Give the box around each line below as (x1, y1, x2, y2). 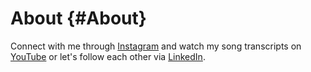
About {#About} (10, 7, 147, 30)
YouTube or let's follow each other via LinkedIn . (10, 50, 206, 62)
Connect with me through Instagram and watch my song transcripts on (10, 40, 302, 52)
